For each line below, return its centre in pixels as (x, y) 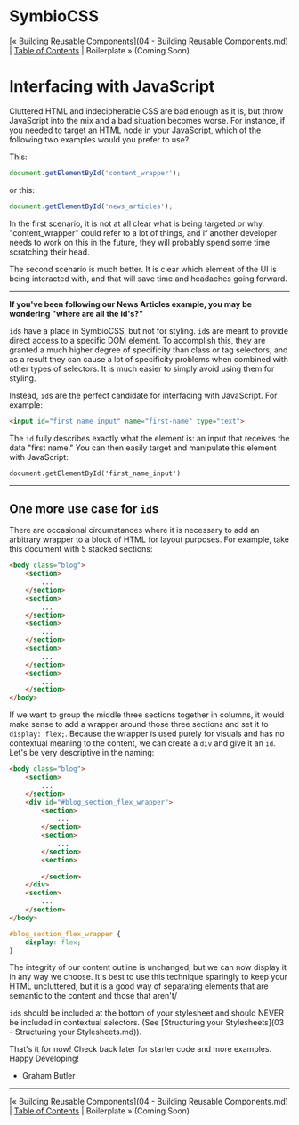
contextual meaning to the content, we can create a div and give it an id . (142, 743)
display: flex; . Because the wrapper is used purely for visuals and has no (147, 734)
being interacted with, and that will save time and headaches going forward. (148, 279)
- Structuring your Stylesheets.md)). (76, 1032)
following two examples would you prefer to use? (99, 139)
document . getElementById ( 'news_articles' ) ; (91, 206)
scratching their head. (50, 252)
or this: (22, 190)
